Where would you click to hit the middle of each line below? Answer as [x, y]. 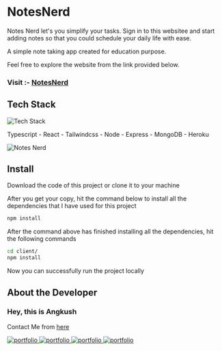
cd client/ [23, 251]
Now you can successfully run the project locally [76, 271]
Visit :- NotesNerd [38, 82]
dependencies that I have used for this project [72, 206]
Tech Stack [31, 104]
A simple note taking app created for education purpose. [87, 51]
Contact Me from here [38, 326]
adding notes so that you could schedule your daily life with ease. [99, 38]
